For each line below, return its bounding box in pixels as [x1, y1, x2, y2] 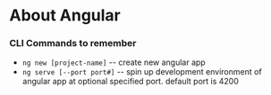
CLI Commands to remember [9, 37, 137, 50]
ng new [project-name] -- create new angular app [21, 57, 206, 67]
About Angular [9, 5, 121, 26]
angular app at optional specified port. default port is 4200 [21, 76, 240, 87]
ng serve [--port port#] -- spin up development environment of [21, 67, 262, 77]
